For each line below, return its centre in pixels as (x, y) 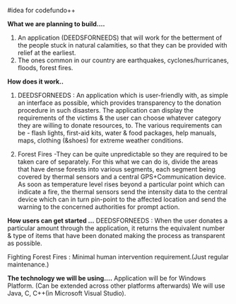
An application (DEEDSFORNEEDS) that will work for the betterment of (120, 38)
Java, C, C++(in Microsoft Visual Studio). (67, 293)
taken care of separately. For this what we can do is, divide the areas (118, 162)
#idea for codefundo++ (41, 10)
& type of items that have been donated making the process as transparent (116, 236)
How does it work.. (35, 81)
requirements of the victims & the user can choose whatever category (119, 118)
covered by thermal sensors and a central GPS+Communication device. (122, 177)
